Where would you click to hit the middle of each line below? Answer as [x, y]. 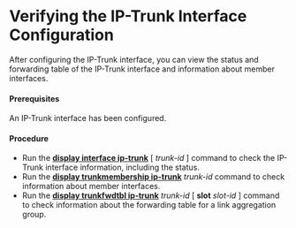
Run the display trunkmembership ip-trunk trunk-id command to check [153, 177]
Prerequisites [34, 98]
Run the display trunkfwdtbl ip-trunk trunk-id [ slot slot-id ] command [151, 195]
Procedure [29, 138]
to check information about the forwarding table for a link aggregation [149, 205]
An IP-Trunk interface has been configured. [88, 118]
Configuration [62, 35]
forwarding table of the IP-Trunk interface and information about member [142, 69]
